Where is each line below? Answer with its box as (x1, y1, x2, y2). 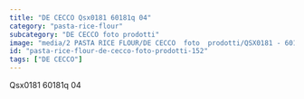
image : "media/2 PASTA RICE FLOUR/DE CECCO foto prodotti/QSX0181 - (9, 38, 281, 48)
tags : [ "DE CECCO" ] (9, 55, 83, 64)
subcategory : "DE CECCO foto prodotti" (9, 30, 160, 39)
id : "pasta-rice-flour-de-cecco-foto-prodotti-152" (9, 47, 208, 56)
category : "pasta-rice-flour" (9, 22, 124, 31)
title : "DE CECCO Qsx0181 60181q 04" (9, 13, 152, 22)
